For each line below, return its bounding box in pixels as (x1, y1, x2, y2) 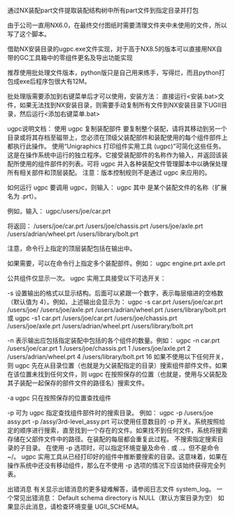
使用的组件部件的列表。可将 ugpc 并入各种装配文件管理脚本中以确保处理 (19, 160, 228, 168)
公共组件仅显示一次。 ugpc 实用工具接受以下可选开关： (7, 274, 166, 282)
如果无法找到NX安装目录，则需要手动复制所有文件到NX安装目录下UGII (19, 101, 222, 109)
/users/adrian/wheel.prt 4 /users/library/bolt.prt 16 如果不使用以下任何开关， (7, 353, 227, 361)
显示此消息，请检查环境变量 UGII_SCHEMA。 (13, 502, 143, 511)
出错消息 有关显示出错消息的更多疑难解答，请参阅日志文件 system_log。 (7, 485, 215, 493)
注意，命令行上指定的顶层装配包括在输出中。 (7, 244, 136, 253)
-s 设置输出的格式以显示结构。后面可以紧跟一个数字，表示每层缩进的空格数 (7, 289, 224, 297)
